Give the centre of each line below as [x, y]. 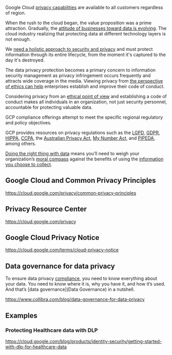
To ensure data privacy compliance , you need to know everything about [81, 278]
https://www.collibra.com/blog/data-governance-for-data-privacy [75, 300]
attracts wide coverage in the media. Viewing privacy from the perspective [84, 81]
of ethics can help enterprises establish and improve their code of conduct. [85, 86]
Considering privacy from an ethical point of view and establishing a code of [86, 96]
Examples [21, 315]
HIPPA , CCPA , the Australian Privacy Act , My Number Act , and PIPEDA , [80, 138]
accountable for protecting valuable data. [49, 107]
